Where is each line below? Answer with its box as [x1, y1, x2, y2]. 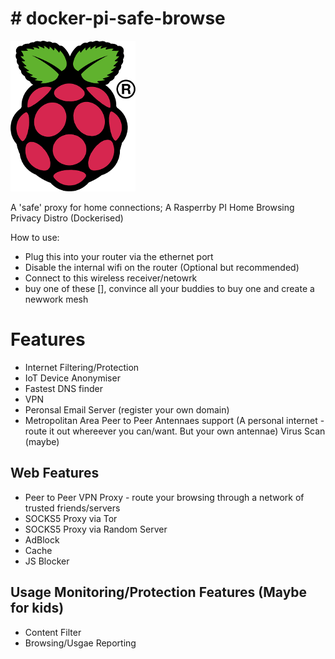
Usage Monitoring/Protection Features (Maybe [10, 584, 308, 601]
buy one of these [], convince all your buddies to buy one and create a [24, 282, 315, 294]
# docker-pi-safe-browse [10, 7, 226, 30]
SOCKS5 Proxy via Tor [24, 512, 118, 524]
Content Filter [24, 626, 82, 638]
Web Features [10, 465, 100, 482]
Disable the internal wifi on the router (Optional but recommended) [24, 261, 300, 273]
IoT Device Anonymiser [24, 372, 121, 384]
